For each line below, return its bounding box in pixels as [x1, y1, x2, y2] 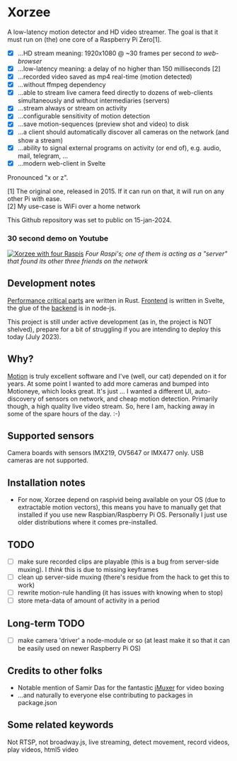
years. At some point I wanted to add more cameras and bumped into [7, 379, 209, 388]
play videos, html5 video [7, 745, 79, 754]
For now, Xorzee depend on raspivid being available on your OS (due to [17, 496, 226, 504]
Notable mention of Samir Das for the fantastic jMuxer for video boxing [17, 683, 224, 692]
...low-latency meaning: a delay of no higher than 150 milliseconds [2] [17, 64, 221, 73]
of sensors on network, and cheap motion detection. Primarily [37, 394, 218, 403]
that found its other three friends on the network [7, 256, 149, 265]
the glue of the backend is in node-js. [7, 304, 117, 312]
